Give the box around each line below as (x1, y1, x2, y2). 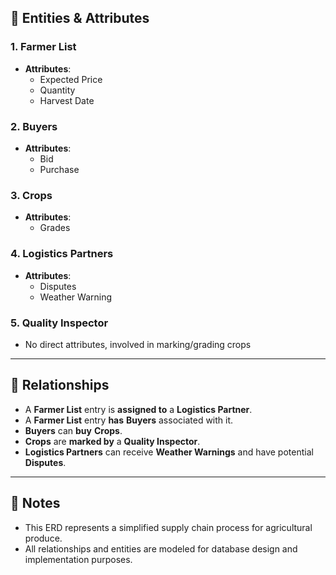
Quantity (39, 84, 76, 96)
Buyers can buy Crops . (24, 424, 123, 436)
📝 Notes (10, 495, 61, 512)
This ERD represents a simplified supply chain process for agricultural (24, 521, 313, 533)
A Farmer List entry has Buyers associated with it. (24, 414, 234, 426)
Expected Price (39, 73, 103, 85)
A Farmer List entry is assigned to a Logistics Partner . (24, 403, 253, 415)
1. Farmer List (10, 40, 77, 54)
